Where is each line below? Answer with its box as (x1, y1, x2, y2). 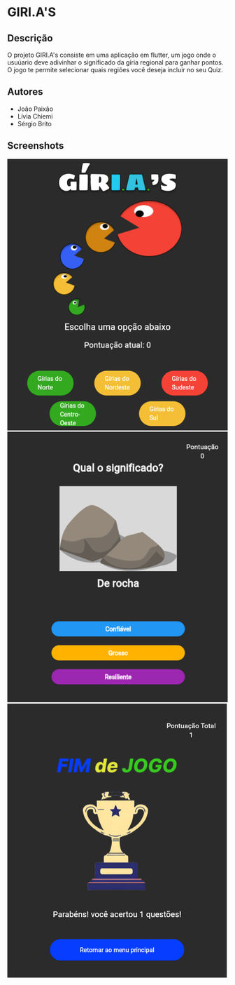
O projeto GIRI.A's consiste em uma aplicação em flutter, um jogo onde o (7, 51, 217, 59)
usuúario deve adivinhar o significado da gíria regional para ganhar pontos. (7, 58, 224, 67)
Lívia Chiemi (17, 112, 53, 120)
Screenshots (7, 140, 64, 152)
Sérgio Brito (17, 119, 52, 128)
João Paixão (17, 105, 54, 113)
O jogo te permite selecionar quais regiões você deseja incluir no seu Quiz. (7, 66, 224, 74)
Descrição (7, 32, 53, 44)
